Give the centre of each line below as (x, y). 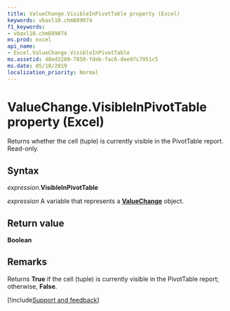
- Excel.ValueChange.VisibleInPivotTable (69, 53)
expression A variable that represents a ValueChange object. (96, 201)
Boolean (20, 240)
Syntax (23, 171)
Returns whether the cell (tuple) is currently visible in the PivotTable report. (115, 141)
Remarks (27, 262)
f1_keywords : (26, 27)
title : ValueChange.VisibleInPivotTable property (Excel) (94, 14)
